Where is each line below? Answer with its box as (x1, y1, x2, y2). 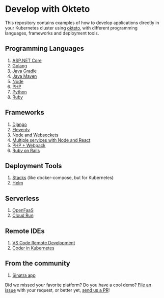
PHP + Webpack (12, 142, 46, 148)
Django (12, 121, 27, 127)
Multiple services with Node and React (12, 137, 91, 143)
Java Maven (12, 73, 37, 79)
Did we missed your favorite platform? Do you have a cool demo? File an (5, 282, 151, 288)
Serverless (5, 194, 39, 203)
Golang (12, 62, 27, 68)
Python (12, 89, 27, 94)
